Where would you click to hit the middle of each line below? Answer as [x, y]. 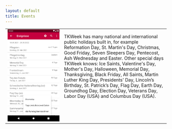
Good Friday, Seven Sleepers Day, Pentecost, [112, 53]
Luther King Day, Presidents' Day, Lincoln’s [109, 80]
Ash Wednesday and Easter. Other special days [114, 58]
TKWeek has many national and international [111, 37]
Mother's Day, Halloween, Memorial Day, [107, 69]
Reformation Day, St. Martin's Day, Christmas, [112, 47]
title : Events [20, 16]
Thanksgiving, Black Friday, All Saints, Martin [111, 74]
